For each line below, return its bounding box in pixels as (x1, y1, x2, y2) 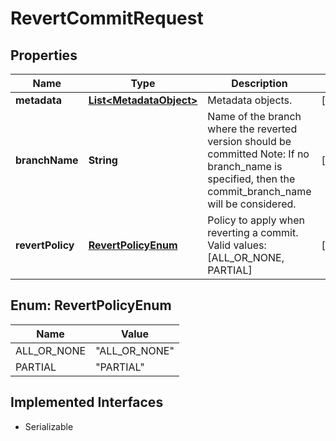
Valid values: (207, 238, 267, 252)
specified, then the (207, 172, 296, 186)
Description (231, 77, 288, 90)
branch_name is (207, 160, 283, 173)
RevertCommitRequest (10, 7, 204, 30)
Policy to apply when (207, 213, 306, 227)
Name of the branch (207, 110, 302, 123)
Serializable (24, 420, 74, 432)
